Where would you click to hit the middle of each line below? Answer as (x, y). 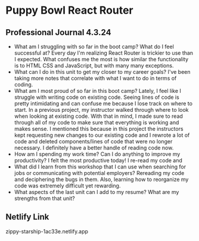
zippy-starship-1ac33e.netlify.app (47, 231)
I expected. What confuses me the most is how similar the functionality (101, 59)
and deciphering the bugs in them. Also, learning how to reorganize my (101, 179)
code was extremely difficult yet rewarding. (67, 186)
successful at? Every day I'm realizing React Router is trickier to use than (104, 53)
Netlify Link (27, 217)
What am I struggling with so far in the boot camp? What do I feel (94, 46)
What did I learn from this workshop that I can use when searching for (100, 167)
